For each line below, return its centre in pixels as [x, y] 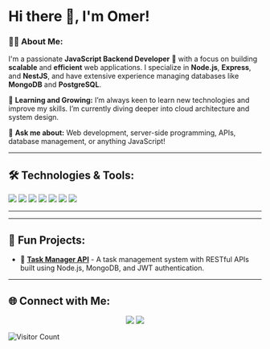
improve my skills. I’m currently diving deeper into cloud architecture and [129, 109]
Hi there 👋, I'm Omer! [79, 16]
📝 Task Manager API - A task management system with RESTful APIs [134, 260]
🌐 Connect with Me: [59, 301]
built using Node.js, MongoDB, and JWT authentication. [112, 268]
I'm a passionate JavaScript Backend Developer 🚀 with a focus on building [133, 59]
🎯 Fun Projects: [47, 240]
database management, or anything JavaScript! [87, 142]
